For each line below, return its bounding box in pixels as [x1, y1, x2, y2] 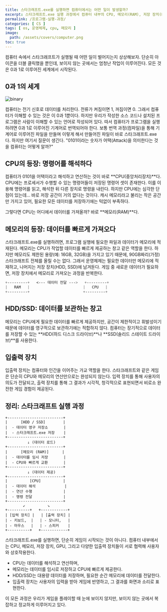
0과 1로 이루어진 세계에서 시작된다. [10, 66, 78, 72]
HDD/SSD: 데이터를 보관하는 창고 [5, 305, 102, 313]
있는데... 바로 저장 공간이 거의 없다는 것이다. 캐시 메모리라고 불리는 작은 [14, 192, 152, 198]
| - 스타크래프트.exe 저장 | [5, 430, 66, 435]
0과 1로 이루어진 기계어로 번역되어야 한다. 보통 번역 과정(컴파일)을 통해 [18, 125, 155, 131]
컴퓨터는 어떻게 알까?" [10, 143, 54, 149]
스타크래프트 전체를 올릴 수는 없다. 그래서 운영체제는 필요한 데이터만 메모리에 [5, 258, 154, 264]
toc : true [5, 40, 26, 45]
